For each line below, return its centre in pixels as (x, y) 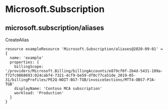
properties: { (24, 62)
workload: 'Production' (39, 93)
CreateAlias (17, 40)
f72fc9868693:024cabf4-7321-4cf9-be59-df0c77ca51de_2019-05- (71, 75)
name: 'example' (27, 58)
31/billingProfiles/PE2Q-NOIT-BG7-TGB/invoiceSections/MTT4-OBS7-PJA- (81, 80)
